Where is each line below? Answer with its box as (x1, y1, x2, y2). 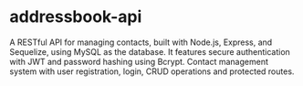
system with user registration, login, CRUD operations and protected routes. (9, 66, 295, 77)
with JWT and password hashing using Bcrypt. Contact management (9, 56, 269, 67)
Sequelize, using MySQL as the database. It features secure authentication (9, 46, 290, 57)
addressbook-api (9, 6, 142, 27)
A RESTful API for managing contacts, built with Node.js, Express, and (9, 37, 273, 48)
